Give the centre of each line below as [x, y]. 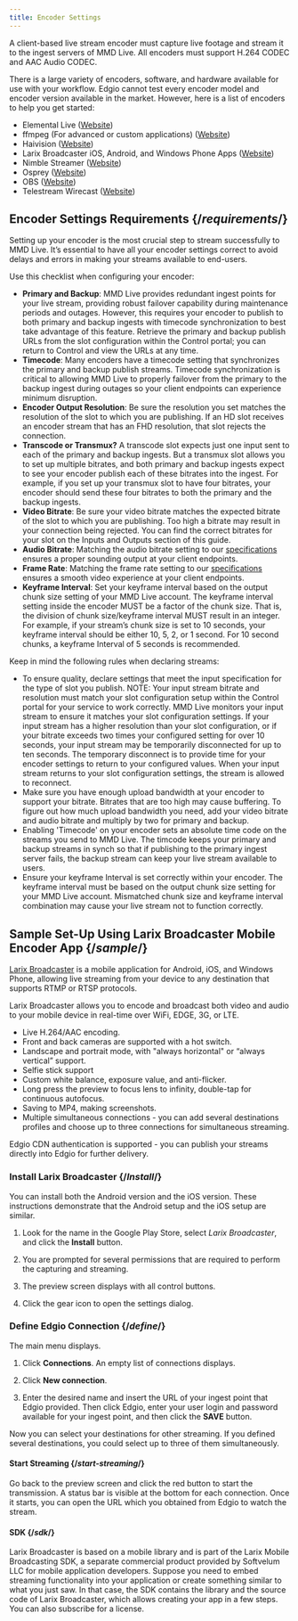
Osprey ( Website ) [54, 172]
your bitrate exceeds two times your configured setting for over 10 [143, 735]
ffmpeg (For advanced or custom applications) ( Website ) [126, 134]
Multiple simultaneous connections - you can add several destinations [150, 1118]
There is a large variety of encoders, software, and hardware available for [144, 79]
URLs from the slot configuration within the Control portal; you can [144, 341]
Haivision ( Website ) [58, 143]
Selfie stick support [58, 1070]
